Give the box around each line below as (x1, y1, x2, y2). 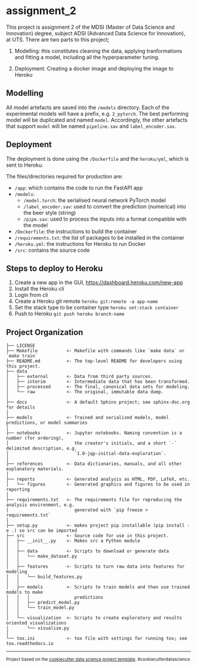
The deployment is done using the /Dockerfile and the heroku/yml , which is (6, 155, 189, 162)
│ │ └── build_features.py (6, 574, 83, 580)
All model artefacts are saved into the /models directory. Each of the (6, 104, 170, 111)
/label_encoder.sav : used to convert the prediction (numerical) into (23, 203, 186, 210)
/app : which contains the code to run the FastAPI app (14, 184, 143, 191)
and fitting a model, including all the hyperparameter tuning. (14, 53, 160, 60)
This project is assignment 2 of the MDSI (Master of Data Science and (6, 23, 175, 31)
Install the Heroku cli (14, 285, 64, 292)
